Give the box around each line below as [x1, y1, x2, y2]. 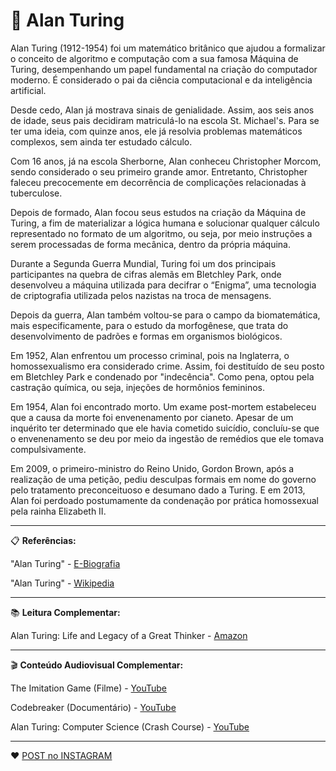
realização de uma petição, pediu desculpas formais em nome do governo [10, 473, 317, 485]
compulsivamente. [10, 443, 87, 455]
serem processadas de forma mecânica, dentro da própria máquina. [10, 238, 291, 250]
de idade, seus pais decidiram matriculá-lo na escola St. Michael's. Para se [10, 114, 320, 126]
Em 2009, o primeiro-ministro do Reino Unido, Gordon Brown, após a [10, 462, 295, 474]
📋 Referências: [10, 534, 77, 546]
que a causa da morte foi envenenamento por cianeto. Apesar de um [10, 411, 294, 423]
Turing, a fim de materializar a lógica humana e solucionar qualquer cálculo [10, 217, 320, 229]
